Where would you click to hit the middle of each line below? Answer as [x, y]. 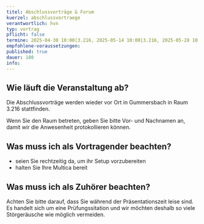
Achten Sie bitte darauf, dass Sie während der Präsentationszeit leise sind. [100, 201]
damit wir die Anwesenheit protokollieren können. [69, 127]
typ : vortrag [23, 29]
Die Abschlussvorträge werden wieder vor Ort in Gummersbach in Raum [97, 103]
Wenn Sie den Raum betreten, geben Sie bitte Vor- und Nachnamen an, [96, 121]
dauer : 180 [20, 57]
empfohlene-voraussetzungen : [43, 46]
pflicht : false [26, 35]
